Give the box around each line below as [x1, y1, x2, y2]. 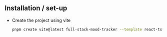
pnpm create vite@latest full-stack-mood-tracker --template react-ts [11, 27, 162, 32]
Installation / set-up [4, 4, 67, 12]
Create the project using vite [11, 17, 71, 23]
